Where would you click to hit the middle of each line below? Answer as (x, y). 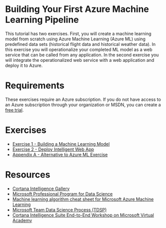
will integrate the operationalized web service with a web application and (80, 60)
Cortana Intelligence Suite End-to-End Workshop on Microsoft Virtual (83, 215)
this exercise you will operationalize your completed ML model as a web (79, 49)
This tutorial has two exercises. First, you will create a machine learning (78, 33)
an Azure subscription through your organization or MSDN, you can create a (83, 105)
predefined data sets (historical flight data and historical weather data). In (80, 44)
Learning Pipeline (42, 20)
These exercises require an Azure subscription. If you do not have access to (83, 99)
